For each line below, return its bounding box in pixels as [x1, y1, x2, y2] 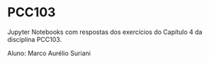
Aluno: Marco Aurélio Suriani [7, 49, 91, 57]
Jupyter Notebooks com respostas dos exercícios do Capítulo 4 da [7, 28, 203, 36]
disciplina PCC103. [7, 35, 62, 43]
